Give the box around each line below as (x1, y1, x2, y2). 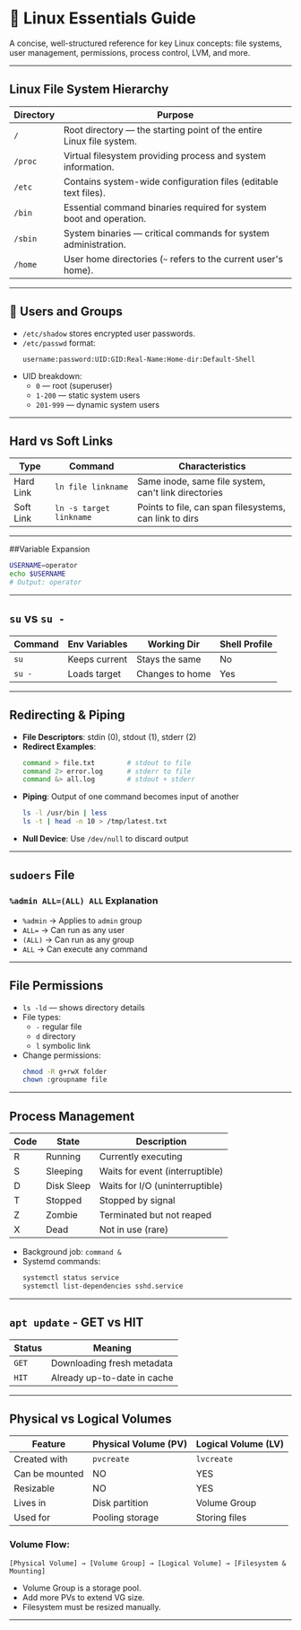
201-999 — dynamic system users (35, 399, 159, 410)
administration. (63, 238, 127, 251)
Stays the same (135, 653, 202, 665)
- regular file (35, 1021, 82, 1032)
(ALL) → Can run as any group (21, 934, 134, 945)
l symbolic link (35, 1040, 91, 1051)
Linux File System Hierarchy (9, 82, 169, 97)
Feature (31, 1438, 65, 1450)
